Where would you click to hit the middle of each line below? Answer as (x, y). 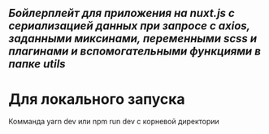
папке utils (37, 64)
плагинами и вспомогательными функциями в (135, 52)
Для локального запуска (97, 99)
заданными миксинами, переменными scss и (133, 39)
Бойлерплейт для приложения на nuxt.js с (122, 13)
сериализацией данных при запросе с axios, (129, 26)
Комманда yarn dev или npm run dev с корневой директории (114, 122)
